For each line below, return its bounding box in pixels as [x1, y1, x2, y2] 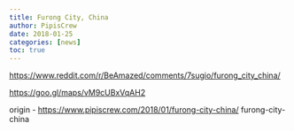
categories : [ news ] [9, 37, 81, 47]
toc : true [9, 46, 46, 55]
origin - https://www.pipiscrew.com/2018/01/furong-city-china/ [9, 104, 239, 115]
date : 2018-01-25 [9, 29, 73, 38]
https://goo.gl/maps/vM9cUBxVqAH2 [9, 88, 146, 98]
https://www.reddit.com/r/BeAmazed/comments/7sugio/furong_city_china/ [9, 70, 281, 81]
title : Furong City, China [9, 12, 109, 22]
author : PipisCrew [9, 21, 77, 30]
